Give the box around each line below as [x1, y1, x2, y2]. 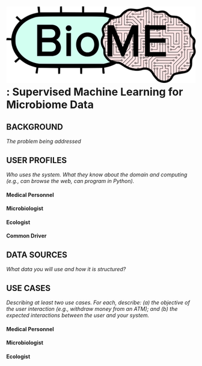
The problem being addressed [6, 138, 81, 145]
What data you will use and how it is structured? [6, 266, 126, 273]
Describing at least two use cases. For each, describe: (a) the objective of [6, 299, 191, 306]
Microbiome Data [6, 98, 94, 112]
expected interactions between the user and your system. [6, 312, 150, 319]
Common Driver [6, 232, 47, 239]
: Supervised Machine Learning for [6, 85, 183, 99]
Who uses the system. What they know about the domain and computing [6, 171, 188, 178]
